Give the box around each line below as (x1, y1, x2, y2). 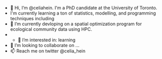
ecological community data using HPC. (10, 26, 92, 32)
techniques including (10, 16, 55, 21)
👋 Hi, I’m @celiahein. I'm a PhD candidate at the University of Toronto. (10, 5, 157, 11)
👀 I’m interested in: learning (17, 37, 76, 43)
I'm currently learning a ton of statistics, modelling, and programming (10, 10, 156, 16)
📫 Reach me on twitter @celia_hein (10, 48, 86, 54)
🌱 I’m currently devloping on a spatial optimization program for (10, 21, 142, 27)
